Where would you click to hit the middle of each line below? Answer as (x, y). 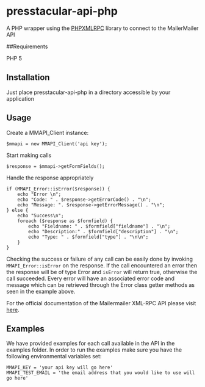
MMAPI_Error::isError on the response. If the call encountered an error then (102, 265)
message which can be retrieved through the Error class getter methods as (101, 284)
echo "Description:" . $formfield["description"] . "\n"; (103, 231)
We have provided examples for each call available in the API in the (91, 344)
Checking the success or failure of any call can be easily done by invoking (100, 259)
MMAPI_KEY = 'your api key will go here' (60, 367)
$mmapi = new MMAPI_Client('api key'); (57, 144)
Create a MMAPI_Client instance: (48, 132)
